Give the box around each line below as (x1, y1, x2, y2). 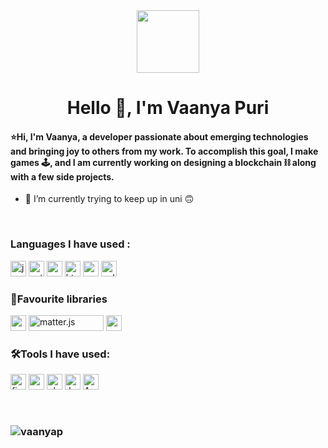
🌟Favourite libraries (10, 292, 108, 306)
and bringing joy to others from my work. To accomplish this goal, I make (10, 145, 319, 157)
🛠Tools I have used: (10, 347, 111, 361)
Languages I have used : (10, 237, 131, 251)
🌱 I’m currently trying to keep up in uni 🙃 (24, 193, 195, 205)
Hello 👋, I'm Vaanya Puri (66, 97, 270, 119)
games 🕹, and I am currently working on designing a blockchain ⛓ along (10, 156, 317, 168)
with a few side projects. (10, 170, 115, 183)
